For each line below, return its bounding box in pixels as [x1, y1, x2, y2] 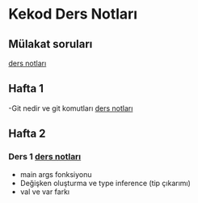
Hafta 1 [8, 82, 44, 95]
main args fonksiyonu [19, 169, 92, 179]
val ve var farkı [19, 187, 70, 197]
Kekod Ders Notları [8, 5, 138, 23]
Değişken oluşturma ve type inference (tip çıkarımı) [19, 178, 192, 188]
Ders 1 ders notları [8, 151, 82, 163]
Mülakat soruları [8, 37, 93, 51]
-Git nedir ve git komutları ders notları [8, 103, 133, 113]
